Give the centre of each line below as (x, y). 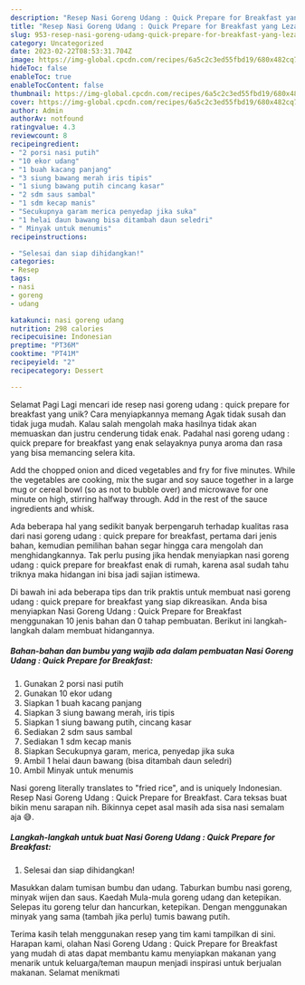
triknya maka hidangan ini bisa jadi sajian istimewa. (105, 574)
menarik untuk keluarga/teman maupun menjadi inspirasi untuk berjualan (146, 962)
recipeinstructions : (49, 237)
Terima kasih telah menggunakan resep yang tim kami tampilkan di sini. (143, 933)
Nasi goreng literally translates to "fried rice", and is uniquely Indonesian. (146, 787)
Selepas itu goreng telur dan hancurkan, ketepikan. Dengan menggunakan (149, 906)
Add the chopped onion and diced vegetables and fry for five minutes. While (153, 470)
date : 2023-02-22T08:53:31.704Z (71, 52)
